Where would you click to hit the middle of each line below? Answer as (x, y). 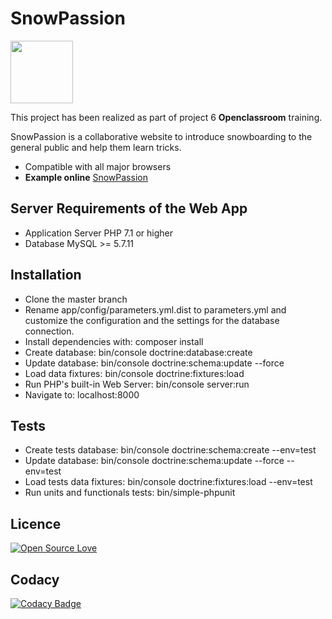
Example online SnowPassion (86, 177)
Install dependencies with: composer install (114, 341)
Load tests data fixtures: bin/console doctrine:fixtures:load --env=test (168, 482)
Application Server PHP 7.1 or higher (98, 233)
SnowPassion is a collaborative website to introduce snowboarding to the (161, 136)
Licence (36, 523)
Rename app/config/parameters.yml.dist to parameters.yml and (155, 309)
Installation (46, 275)
